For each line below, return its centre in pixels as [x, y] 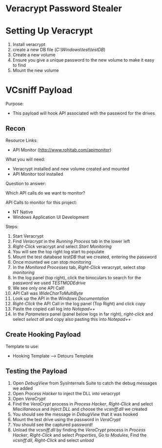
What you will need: [25, 159]
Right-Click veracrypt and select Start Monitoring [62, 246]
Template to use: [22, 346]
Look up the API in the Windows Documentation [61, 298]
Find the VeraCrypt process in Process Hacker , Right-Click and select [83, 403]
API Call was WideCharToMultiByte [48, 293]
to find [19, 65]
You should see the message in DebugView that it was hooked [75, 414]
